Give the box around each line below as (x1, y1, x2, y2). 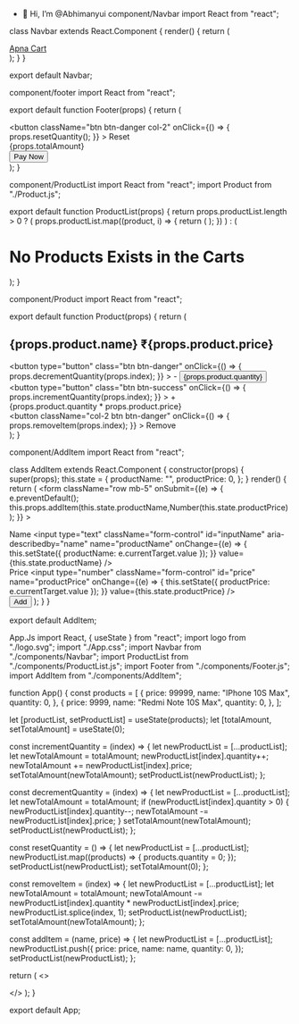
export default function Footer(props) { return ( (9, 105, 181, 115)
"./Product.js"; (9, 189, 61, 199)
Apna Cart (9, 43, 47, 54)
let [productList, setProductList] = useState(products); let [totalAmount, (9, 714, 272, 725)
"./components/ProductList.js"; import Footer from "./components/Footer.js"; (9, 660, 290, 671)
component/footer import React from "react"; (9, 88, 176, 97)
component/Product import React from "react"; (9, 293, 183, 304)
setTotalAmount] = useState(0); (9, 724, 125, 734)
